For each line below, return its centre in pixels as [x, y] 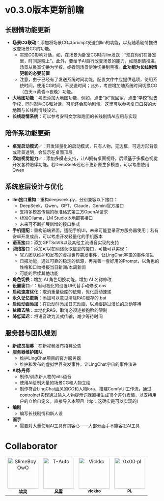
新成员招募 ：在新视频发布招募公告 [47, 346]
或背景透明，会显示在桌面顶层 [42, 152]
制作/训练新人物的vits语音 [45, 377]
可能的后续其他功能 [39, 273]
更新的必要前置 [35, 73]
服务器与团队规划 [31, 333]
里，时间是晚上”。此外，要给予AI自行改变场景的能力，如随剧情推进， [89, 61]
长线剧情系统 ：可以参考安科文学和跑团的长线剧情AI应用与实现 [75, 116]
